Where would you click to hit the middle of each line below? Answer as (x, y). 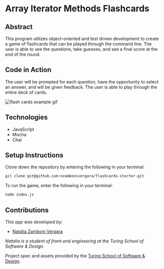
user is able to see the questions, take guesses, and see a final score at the (82, 49)
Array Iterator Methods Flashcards (77, 9)
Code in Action (28, 70)
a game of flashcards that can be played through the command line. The (78, 44)
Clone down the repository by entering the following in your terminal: (75, 167)
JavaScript (23, 129)
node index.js (20, 195)
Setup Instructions (34, 155)
